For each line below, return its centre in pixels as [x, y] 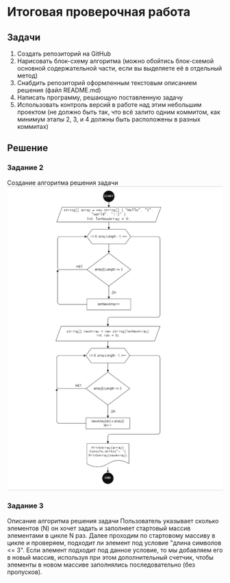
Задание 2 [25, 167]
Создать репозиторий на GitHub [64, 53]
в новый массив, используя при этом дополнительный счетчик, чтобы [111, 557]
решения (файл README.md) [59, 90]
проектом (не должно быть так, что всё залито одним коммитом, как [119, 112]
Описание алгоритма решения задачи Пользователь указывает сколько [113, 521]
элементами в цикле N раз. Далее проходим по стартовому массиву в [111, 535]
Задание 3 [25, 506]
